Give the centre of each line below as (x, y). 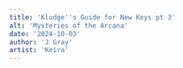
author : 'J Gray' (41, 42)
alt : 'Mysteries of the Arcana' (69, 26)
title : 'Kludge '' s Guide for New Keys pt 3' (92, 17)
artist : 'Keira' (39, 50)
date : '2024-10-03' (45, 34)
